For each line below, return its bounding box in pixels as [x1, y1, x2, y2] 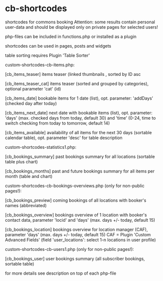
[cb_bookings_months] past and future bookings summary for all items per [5, 168, 155, 174]
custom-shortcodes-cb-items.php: [5, 62, 75, 68]
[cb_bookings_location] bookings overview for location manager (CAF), [5, 227, 148, 232]
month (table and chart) [5, 173, 53, 179]
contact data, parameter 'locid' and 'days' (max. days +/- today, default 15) [5, 217, 156, 223]
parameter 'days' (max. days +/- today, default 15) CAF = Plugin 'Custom [5, 231, 151, 237]
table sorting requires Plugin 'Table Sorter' [5, 52, 90, 58]
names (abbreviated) [5, 202, 47, 208]
